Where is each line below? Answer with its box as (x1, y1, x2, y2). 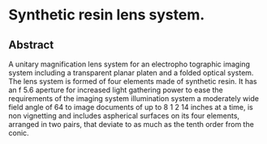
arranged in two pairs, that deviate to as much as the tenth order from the (8, 120, 254, 129)
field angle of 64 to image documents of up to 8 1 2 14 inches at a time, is (8, 103, 253, 112)
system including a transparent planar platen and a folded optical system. (8, 68, 254, 78)
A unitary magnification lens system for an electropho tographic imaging (8, 59, 250, 69)
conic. (8, 128, 30, 138)
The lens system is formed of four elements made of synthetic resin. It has (8, 77, 257, 86)
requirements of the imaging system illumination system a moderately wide (8, 94, 260, 103)
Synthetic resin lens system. (8, 6, 205, 24)
